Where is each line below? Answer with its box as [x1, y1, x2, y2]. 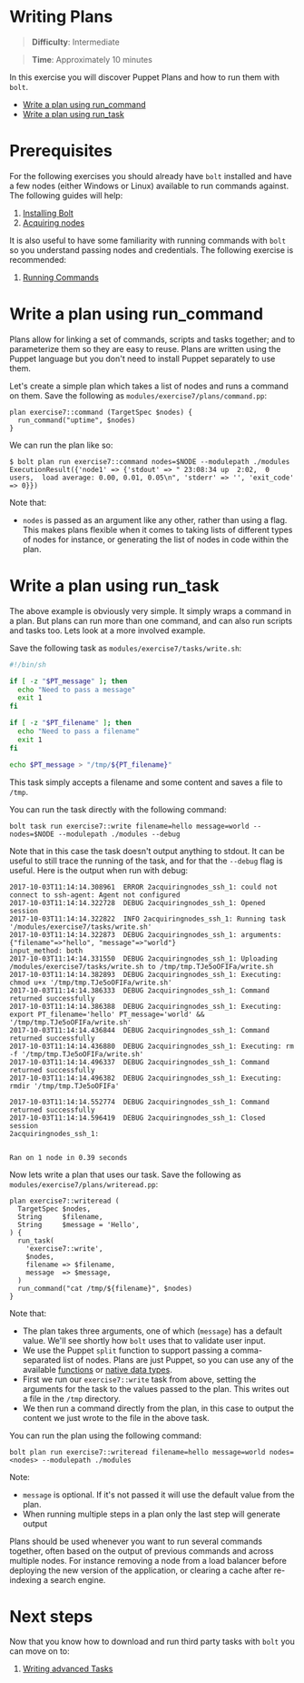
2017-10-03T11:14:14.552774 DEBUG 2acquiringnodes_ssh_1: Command [9, 1097, 270, 1106]
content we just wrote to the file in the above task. [22, 1412, 211, 1423]
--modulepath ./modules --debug [57, 830, 181, 839]
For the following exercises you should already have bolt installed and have [9, 170, 292, 181]
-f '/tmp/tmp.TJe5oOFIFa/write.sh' [9, 1049, 144, 1059]
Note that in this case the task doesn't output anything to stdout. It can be [9, 845, 285, 856]
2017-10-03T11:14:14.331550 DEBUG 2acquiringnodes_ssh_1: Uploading [9, 953, 279, 963]
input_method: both [9, 946, 83, 955]
